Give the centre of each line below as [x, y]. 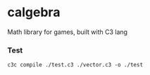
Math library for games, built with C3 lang [68, 32]
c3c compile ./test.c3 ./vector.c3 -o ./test [75, 65]
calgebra [34, 12]
